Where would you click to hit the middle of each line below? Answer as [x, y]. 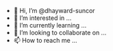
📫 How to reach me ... [45, 40]
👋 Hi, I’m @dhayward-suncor [54, 11]
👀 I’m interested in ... [42, 18]
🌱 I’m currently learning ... [50, 25]
